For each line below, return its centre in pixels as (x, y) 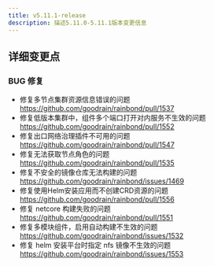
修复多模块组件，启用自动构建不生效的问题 (89, 227)
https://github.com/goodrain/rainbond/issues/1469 (102, 181)
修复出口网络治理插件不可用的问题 (75, 136)
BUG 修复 (26, 81)
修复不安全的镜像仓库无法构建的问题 (78, 172)
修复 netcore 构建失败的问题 (65, 209)
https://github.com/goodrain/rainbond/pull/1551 (96, 218)
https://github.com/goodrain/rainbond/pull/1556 (97, 199)
